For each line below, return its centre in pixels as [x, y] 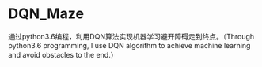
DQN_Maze [46, 14]
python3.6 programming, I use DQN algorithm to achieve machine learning [129, 45]
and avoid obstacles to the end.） [63, 54]
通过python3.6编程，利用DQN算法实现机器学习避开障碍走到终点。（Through [131, 36]
